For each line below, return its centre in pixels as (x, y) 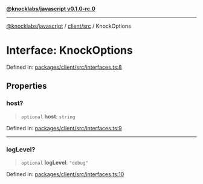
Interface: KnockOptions (69, 50)
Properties (27, 86)
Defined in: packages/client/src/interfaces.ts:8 (64, 67)
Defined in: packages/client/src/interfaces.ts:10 (65, 174)
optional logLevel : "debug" (55, 162)
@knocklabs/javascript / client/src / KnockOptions (69, 26)
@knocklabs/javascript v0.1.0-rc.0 (51, 9)
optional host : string (48, 116)
